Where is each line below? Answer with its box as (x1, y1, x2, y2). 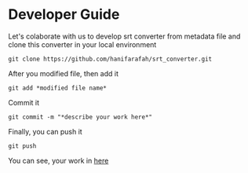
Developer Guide (8, 6, 120, 24)
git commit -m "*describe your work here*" (8, 112, 153, 121)
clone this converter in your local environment (8, 39, 157, 49)
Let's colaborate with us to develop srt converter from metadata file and (8, 31, 241, 41)
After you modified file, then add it (8, 68, 119, 78)
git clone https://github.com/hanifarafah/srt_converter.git (8, 55, 213, 63)
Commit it (8, 98, 40, 107)
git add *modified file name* (8, 84, 108, 92)
